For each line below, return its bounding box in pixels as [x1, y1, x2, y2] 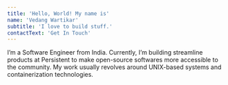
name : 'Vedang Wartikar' [7, 17, 79, 23]
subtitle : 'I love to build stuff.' [7, 23, 113, 30]
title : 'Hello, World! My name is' [7, 10, 110, 17]
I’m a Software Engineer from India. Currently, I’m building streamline [7, 48, 203, 57]
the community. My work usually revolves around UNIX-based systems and [7, 63, 222, 71]
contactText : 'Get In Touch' [7, 29, 91, 37]
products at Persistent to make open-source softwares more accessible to [7, 56, 219, 64]
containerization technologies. [7, 70, 93, 79]
